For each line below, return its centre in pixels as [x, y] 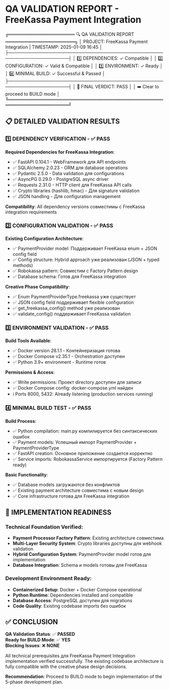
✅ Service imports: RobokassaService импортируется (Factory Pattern [88, 459]
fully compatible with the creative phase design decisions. [66, 667]
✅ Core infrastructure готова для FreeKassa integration [71, 496]
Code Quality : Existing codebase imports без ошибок [69, 606]
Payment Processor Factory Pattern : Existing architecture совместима [88, 538]
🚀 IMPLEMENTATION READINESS [59, 512]
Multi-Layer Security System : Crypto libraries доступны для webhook [87, 543]
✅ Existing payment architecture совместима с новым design [78, 490]
